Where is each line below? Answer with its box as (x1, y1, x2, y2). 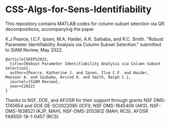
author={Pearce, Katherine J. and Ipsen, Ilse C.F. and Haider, (10, 70, 150, 75)
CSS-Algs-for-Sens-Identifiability (5, 4, 152, 15)
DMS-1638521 (5, 108, 35, 114)
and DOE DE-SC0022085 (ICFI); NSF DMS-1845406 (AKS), (25, 102, 149, 109)
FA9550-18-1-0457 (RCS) (5, 113, 59, 119)
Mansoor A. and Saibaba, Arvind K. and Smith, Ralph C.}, (5, 74, 131, 80)
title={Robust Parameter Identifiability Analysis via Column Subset (10, 61, 161, 66)
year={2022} (10, 84, 36, 89)
